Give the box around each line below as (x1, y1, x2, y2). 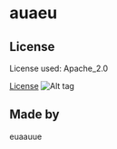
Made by (9, 107, 60, 123)
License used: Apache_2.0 (9, 63, 109, 74)
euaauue (9, 131, 43, 142)
